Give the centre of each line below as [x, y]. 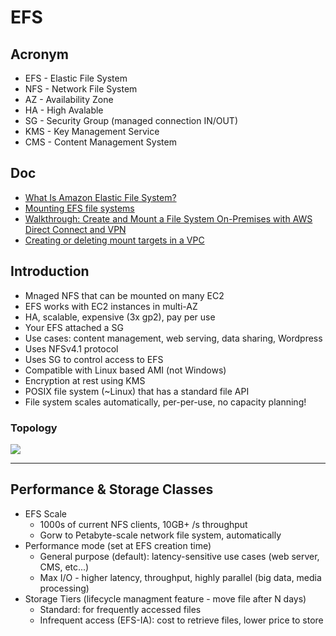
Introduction [50, 271]
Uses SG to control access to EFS [94, 359]
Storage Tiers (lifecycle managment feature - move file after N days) [165, 598]
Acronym [39, 54]
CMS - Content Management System [100, 142]
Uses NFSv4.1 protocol [71, 348]
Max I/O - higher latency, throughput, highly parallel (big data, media [180, 577]
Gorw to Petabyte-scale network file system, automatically [160, 535]
